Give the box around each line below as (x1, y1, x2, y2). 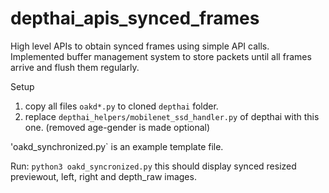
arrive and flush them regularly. (10, 61, 140, 73)
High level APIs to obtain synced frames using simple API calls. (10, 40, 270, 52)
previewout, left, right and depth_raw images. (10, 170, 197, 182)
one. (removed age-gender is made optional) (24, 121, 211, 133)
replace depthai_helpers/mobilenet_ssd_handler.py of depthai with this (24, 110, 320, 122)
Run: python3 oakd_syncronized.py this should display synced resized (10, 160, 297, 172)
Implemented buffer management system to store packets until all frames (10, 50, 312, 62)
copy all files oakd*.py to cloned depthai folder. (24, 100, 219, 112)
